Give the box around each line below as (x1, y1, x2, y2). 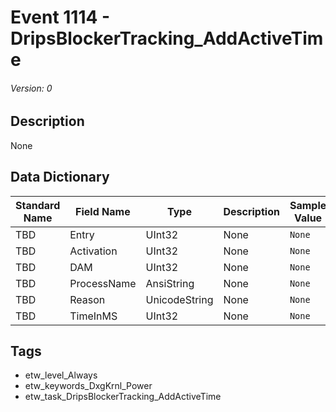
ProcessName (69, 276, 137, 290)
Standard (15, 198, 61, 212)
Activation (69, 244, 118, 258)
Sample (289, 198, 327, 212)
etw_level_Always (24, 369, 98, 381)
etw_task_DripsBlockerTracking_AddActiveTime (24, 391, 222, 403)
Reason (69, 292, 106, 306)
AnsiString (145, 276, 195, 290)
